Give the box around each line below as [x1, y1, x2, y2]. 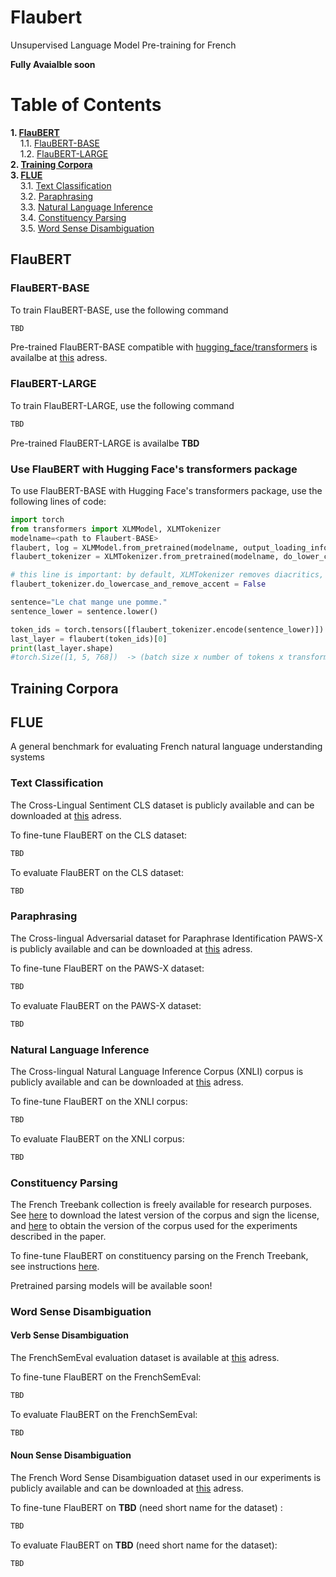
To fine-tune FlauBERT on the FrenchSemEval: [10, 1371, 202, 1383]
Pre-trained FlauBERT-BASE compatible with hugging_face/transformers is [10, 341, 318, 353]
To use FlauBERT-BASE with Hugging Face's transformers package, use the [10, 484, 323, 496]
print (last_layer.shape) [10, 643, 114, 653]
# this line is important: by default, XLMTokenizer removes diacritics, [10, 570, 325, 580]
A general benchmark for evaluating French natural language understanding [10, 741, 323, 753]
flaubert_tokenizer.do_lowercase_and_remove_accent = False [10, 579, 267, 590]
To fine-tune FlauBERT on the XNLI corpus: [10, 1095, 188, 1107]
